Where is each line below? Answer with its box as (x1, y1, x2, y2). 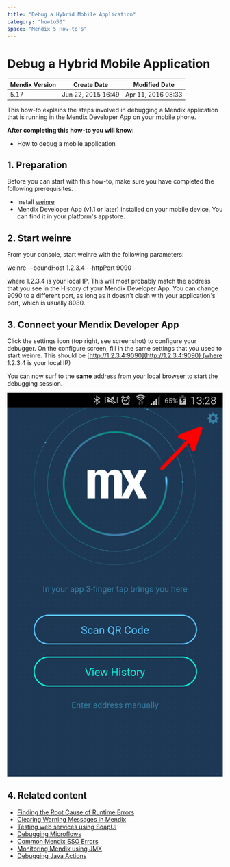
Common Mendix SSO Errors (16, 837, 99, 845)
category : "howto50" (7, 18, 66, 25)
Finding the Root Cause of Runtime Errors (16, 808, 135, 816)
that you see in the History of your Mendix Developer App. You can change (7, 284, 219, 292)
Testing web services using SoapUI (16, 822, 117, 831)
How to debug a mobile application (16, 139, 116, 147)
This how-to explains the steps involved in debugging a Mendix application (7, 105, 218, 114)
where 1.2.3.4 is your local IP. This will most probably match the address (7, 277, 211, 286)
